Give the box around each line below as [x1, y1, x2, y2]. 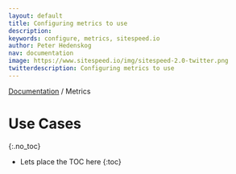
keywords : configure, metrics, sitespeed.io [8, 34, 160, 43]
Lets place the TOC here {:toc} [19, 156, 122, 166]
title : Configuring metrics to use [8, 19, 128, 27]
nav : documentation [8, 49, 74, 57]
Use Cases [8, 114, 82, 133]
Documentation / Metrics [8, 86, 91, 96]
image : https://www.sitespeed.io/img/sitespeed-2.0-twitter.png [8, 57, 229, 65]
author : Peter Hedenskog [8, 42, 92, 50]
